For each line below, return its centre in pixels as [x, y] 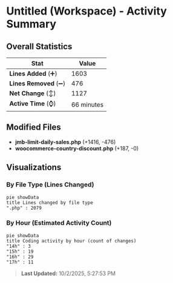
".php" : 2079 [24, 208]
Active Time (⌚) [33, 103]
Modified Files [34, 128]
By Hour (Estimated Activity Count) [59, 223]
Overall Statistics [39, 46]
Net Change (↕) [33, 93]
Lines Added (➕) [33, 74]
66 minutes [87, 104]
